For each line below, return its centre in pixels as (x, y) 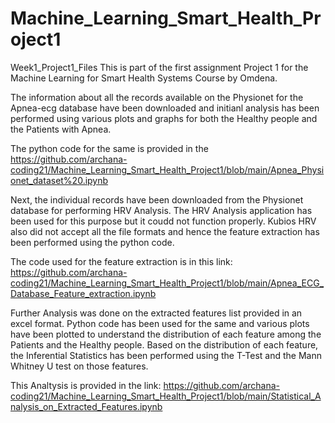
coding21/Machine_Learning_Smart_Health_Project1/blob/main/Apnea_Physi (167, 169)
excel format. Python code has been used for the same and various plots (160, 323)
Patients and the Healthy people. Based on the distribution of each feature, (164, 344)
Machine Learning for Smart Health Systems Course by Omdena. (144, 78)
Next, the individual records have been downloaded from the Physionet (157, 199)
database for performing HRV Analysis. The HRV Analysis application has (161, 210)
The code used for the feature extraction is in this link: (121, 261)
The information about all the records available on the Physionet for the (157, 97)
